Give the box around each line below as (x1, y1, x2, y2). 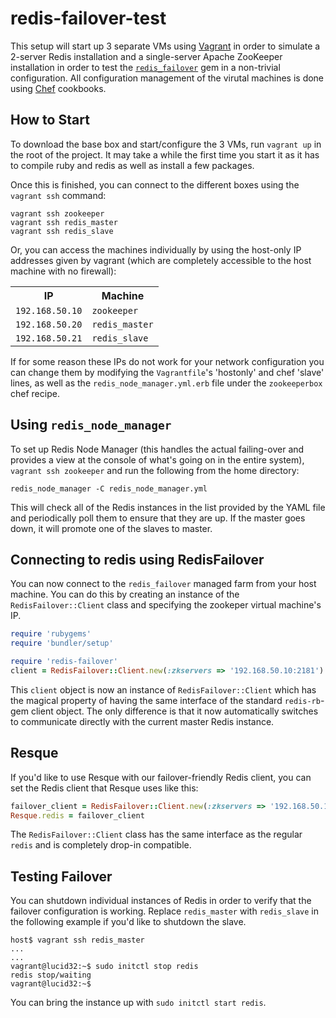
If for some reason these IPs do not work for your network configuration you (10, 355, 325, 367)
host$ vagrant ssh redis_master (10, 935, 145, 946)
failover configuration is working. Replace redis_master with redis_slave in (10, 905, 319, 917)
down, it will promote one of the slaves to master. (10, 522, 213, 534)
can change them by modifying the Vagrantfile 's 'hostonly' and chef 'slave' (10, 366, 325, 378)
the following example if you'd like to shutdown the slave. (10, 916, 247, 928)
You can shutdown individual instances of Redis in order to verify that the (10, 895, 312, 907)
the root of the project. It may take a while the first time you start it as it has (10, 148, 320, 161)
